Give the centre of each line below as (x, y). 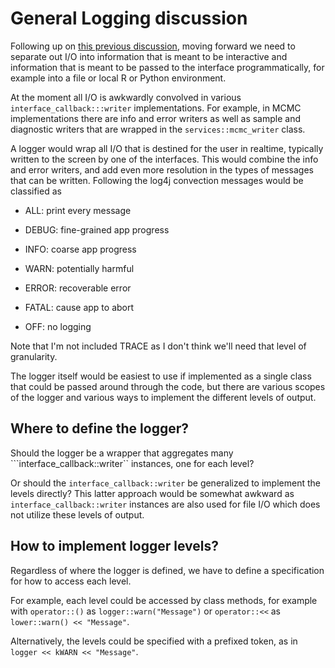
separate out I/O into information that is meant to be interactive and (149, 56)
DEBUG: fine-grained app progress (97, 229)
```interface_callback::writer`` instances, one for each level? (132, 463)
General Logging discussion (129, 18)
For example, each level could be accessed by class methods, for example (164, 600)
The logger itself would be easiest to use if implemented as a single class (161, 376)
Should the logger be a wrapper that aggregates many (122, 453)
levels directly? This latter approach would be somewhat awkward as (152, 493)
